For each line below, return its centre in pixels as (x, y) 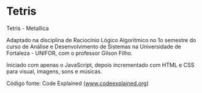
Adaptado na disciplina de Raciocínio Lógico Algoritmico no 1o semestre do (101, 40)
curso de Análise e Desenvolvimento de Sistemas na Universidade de (94, 46)
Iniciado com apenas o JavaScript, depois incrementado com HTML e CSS (100, 65)
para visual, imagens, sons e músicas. (54, 71)
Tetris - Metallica (28, 28)
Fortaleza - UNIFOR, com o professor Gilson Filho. (69, 53)
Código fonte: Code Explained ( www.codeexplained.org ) (77, 83)
